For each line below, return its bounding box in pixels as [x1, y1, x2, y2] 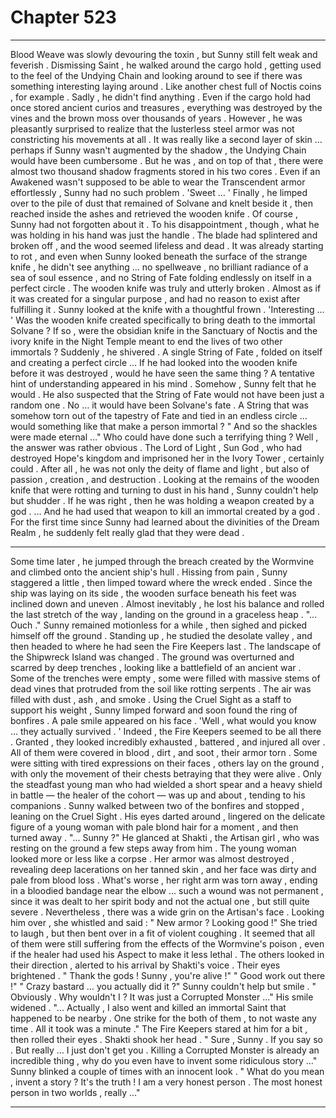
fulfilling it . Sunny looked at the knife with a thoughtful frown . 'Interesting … [10, 303, 325, 315]
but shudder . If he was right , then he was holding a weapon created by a [10, 494, 315, 506]
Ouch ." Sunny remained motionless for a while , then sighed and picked [10, 619, 308, 631]
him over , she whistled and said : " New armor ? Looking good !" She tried [10, 916, 318, 928]
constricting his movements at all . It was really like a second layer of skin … [10, 133, 323, 145]
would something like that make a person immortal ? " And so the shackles [10, 420, 318, 432]
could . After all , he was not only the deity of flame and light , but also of [10, 462, 310, 475]
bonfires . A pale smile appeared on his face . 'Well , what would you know [10, 714, 317, 726]
